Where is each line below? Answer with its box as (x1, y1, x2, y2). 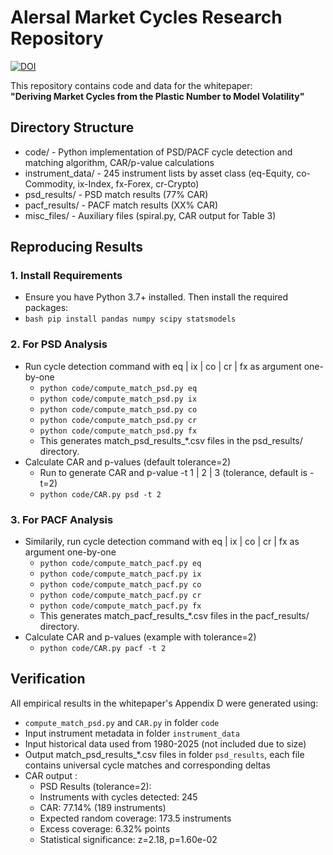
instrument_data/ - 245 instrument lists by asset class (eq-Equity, (24, 167, 295, 179)
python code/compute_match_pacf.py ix (39, 569, 202, 580)
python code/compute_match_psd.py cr (39, 415, 198, 425)
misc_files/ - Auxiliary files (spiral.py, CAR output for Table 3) (24, 209, 277, 221)
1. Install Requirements (10, 269, 123, 283)
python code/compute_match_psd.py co (39, 404, 198, 415)
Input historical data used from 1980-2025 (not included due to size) (24, 737, 307, 750)
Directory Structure (10, 119, 135, 136)
